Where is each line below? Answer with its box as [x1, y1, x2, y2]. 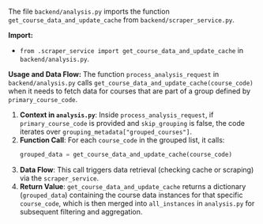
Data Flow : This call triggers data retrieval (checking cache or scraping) [19, 165, 254, 174]
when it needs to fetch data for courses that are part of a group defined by [8, 86, 251, 96]
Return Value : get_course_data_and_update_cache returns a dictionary [19, 181, 246, 191]
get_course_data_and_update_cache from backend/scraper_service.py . [8, 15, 235, 25]
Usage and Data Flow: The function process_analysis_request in [8, 70, 220, 78]
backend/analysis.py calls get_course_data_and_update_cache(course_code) [8, 78, 254, 87]
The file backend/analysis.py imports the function [8, 7, 170, 16]
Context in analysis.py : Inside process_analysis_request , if [19, 110, 214, 120]
